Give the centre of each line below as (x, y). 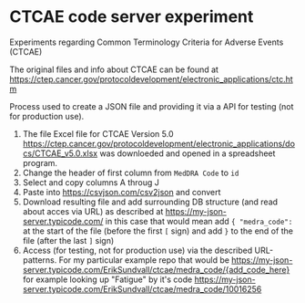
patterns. (40, 260)
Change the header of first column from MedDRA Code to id (131, 172)
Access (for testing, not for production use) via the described (137, 250)
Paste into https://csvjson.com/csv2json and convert (122, 192)
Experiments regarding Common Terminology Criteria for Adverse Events (147, 42)
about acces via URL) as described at (93, 211)
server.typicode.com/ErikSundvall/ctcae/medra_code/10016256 (142, 288)
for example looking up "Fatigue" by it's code (107, 279)
